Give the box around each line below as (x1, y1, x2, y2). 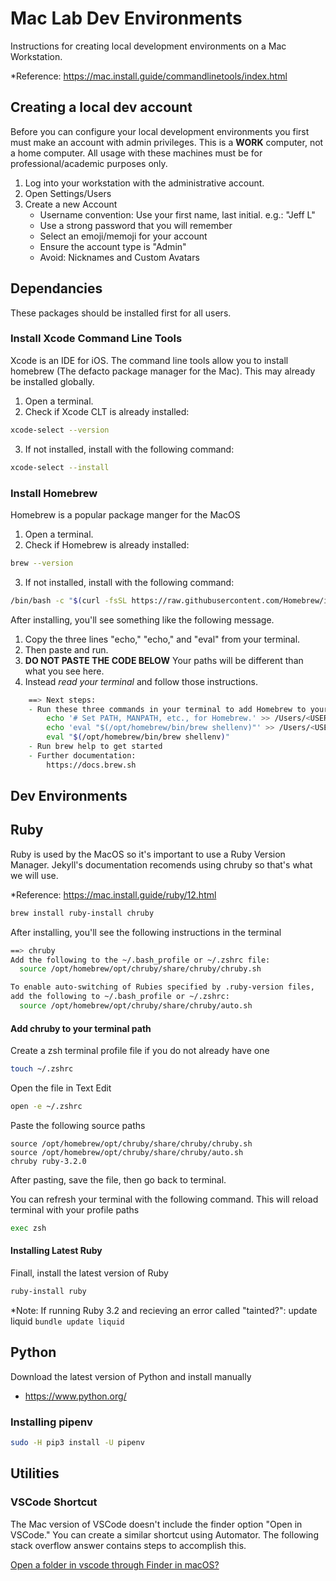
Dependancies (10, 280, 103, 297)
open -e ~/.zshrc (10, 1102, 83, 1112)
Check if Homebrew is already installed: (24, 538, 190, 551)
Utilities (10, 1465, 60, 1482)
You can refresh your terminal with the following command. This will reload (10, 1193, 319, 1205)
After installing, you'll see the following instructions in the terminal (10, 926, 282, 938)
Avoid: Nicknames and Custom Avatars (39, 251, 200, 263)
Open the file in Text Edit (10, 1082, 112, 1094)
